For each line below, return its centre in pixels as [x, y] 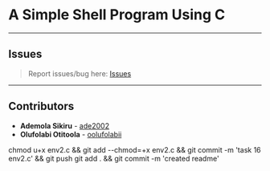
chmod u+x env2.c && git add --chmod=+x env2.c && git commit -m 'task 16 [135, 149]
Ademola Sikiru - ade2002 [65, 125]
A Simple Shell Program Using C [117, 15]
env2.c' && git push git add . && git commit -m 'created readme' [114, 158]
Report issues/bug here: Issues [80, 73]
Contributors [41, 106]
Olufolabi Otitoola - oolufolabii [71, 134]
